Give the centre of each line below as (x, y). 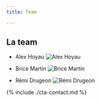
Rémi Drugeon (33, 81)
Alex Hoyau (30, 57)
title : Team (21, 12)
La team (22, 43)
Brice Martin (31, 69)
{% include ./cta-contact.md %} (47, 92)
